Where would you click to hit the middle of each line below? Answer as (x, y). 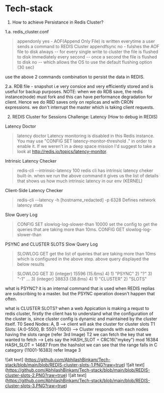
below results (31, 264)
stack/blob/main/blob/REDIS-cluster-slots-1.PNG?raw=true (64, 365)
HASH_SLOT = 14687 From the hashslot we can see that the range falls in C (81, 345)
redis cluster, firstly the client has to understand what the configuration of (79, 313)
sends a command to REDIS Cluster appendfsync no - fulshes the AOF (88, 46)
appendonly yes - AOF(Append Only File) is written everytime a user (86, 41)
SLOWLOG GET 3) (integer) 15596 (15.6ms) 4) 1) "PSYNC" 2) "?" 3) (85, 274)
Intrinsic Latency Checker (31, 161)
